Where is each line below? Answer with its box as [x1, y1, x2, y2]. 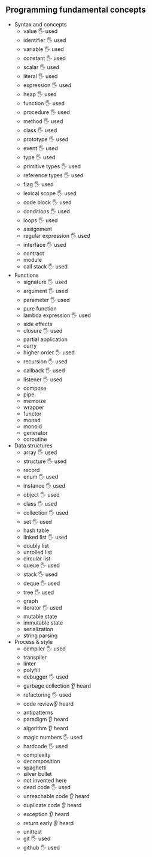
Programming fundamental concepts [5, 5, 146, 15]
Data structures [14, 441, 53, 449]
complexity [23, 751, 51, 759]
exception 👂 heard [23, 810, 69, 817]
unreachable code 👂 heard [23, 792, 90, 799]
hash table [23, 527, 49, 534]
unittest [23, 828, 42, 835]
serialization [23, 625, 53, 632]
